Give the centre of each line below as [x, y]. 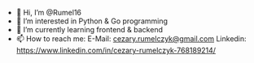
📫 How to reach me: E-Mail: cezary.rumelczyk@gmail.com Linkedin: [131, 39]
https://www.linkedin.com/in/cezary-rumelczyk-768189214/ [116, 50]
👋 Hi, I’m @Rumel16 [49, 13]
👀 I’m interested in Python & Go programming [92, 21]
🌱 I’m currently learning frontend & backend [89, 29]
